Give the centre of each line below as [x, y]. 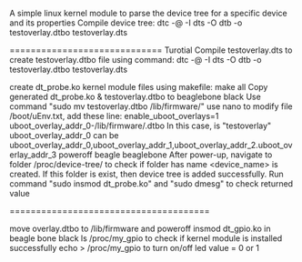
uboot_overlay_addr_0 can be [64, 135]
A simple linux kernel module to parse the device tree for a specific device [149, 13]
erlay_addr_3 [33, 155]
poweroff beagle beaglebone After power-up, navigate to [166, 155]
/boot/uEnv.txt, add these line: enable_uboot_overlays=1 [114, 116]
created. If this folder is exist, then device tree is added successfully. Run [146, 174]
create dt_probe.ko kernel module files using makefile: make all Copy [139, 87]
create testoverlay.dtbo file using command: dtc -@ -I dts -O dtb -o [136, 60]
